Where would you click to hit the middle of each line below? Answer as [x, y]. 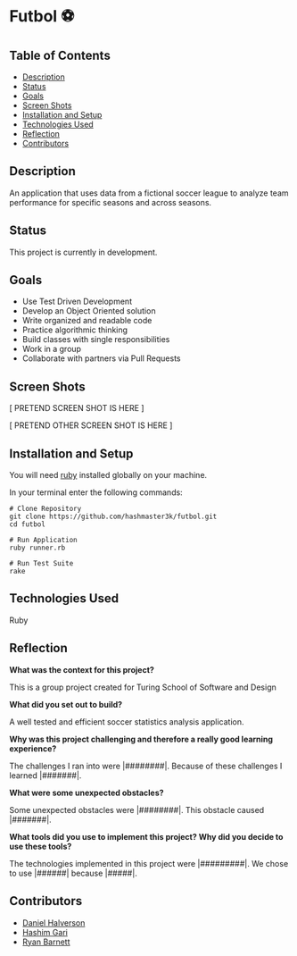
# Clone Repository [45, 509]
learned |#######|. [45, 775]
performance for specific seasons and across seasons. [111, 202]
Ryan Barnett [46, 942]
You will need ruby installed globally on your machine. [108, 475]
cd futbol [28, 524]
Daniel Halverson [54, 922]
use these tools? [41, 846]
